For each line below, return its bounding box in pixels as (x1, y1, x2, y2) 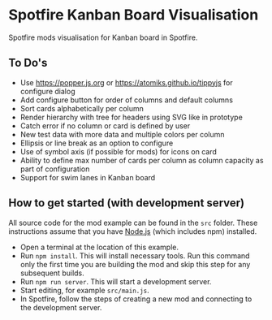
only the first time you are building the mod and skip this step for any (19, 259, 251, 269)
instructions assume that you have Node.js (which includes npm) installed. (8, 226, 257, 236)
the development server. (19, 302, 102, 312)
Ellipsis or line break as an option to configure (19, 138, 174, 148)
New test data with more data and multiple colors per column (19, 129, 225, 139)
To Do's (8, 56, 48, 70)
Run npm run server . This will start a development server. (19, 276, 212, 286)
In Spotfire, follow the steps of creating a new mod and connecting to (19, 294, 253, 304)
